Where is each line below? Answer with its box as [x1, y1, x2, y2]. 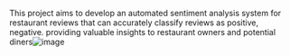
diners [9, 36, 33, 47]
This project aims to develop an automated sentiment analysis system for [9, 8, 282, 18]
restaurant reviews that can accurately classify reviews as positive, [9, 17, 259, 28]
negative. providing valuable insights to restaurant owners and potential [9, 27, 276, 37]
